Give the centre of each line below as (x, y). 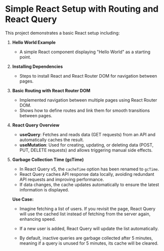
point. (25, 57)
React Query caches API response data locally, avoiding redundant (87, 174)
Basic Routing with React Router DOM (51, 90)
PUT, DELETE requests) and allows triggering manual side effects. (86, 150)
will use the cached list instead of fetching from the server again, (85, 214)
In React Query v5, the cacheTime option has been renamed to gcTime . (89, 169)
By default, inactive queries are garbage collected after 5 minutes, (86, 238)
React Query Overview (36, 125)
